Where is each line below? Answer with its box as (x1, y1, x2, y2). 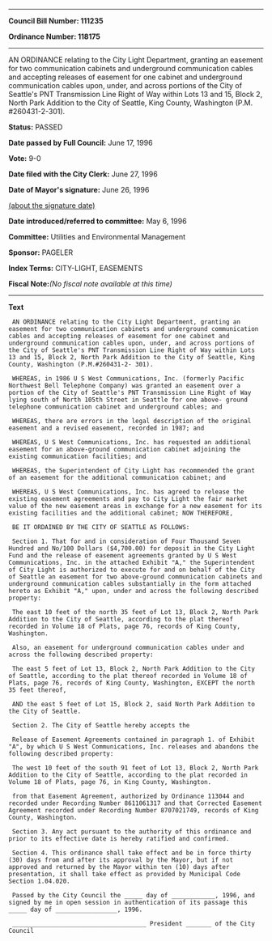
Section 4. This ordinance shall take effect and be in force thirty (11, 849, 252, 857)
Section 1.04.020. (8, 877, 70, 885)
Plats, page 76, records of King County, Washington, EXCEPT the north (8, 679, 255, 687)
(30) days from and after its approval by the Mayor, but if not (8, 856, 233, 864)
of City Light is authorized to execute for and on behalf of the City (8, 566, 255, 574)
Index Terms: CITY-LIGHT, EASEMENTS (8, 264, 143, 273)
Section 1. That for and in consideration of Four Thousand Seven (11, 537, 241, 545)
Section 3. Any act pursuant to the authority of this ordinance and (11, 828, 252, 836)
